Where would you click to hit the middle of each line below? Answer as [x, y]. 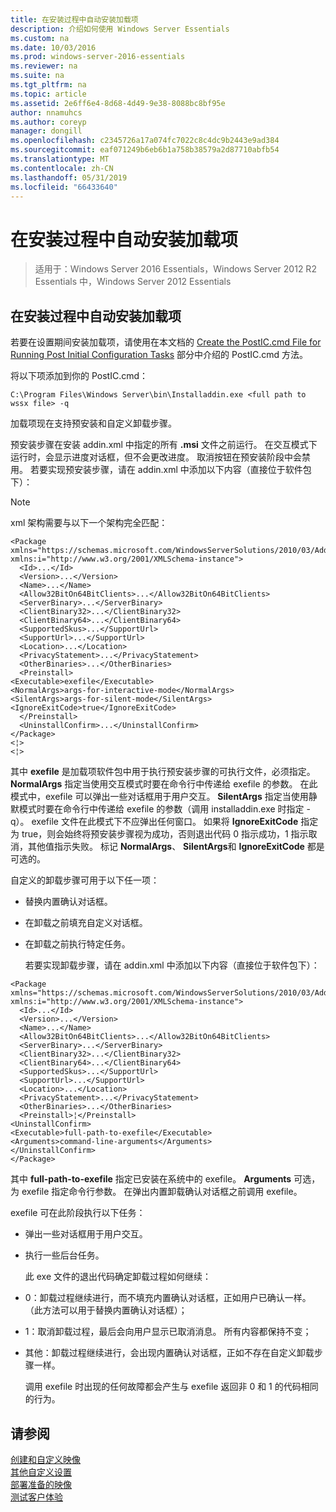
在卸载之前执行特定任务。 [77, 944]
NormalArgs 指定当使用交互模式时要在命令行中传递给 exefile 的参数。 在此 [164, 784]
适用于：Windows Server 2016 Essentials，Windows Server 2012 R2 [175, 269]
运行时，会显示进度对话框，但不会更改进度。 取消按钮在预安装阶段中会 [156, 457]
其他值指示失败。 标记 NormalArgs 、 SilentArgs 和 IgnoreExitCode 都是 [176, 847]
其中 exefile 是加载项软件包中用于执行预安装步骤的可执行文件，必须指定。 [163, 772]
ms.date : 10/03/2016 [53, 47]
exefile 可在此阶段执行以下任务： [78, 1213]
